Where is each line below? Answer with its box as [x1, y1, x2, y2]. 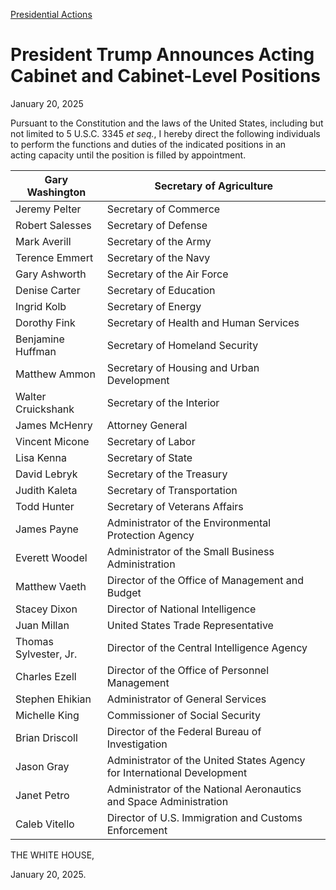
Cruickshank [15, 402, 75, 416]
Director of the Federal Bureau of [106, 724, 262, 738]
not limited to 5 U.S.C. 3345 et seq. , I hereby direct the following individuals [10, 127, 321, 139]
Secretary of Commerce [106, 202, 221, 216]
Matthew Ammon [15, 367, 96, 381]
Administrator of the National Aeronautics [106, 782, 302, 796]
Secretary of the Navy [106, 250, 211, 264]
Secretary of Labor [106, 434, 196, 448]
